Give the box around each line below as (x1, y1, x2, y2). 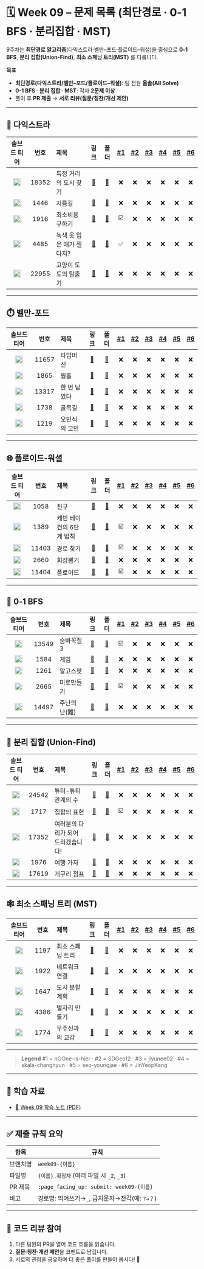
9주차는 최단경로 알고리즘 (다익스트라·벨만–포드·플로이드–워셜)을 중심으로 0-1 (6, 46, 188, 53)
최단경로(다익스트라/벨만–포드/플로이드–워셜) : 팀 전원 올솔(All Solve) (15, 79, 179, 86)
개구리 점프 (54, 870, 84, 878)
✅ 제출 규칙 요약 (6, 1129, 63, 1139)
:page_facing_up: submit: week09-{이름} (37, 1184, 154, 1191)
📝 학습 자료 (6, 1086, 46, 1097)
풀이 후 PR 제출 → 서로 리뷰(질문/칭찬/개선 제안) (15, 94, 129, 102)
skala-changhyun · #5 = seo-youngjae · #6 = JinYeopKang (21, 1061, 168, 1068)
